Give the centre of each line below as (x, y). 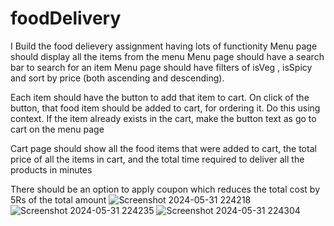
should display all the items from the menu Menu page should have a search (167, 56)
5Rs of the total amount (58, 199)
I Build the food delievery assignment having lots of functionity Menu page (164, 46)
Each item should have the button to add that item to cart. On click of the (160, 97)
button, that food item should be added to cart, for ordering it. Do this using (165, 108)
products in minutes (51, 169)
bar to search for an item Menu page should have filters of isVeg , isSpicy (161, 67)
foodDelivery (66, 18)
